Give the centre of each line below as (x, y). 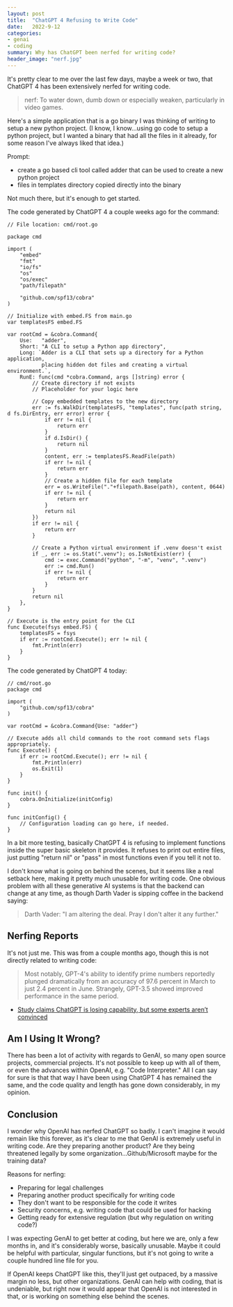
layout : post (26, 14)
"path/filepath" (43, 285)
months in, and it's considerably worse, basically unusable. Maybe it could (114, 1246)
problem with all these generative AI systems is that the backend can (106, 885)
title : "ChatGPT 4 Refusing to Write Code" (73, 20)
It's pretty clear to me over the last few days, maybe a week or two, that (110, 79)
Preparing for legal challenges (61, 1188)
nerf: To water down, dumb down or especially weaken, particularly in (124, 100)
